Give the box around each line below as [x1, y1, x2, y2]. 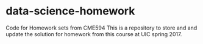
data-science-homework [5, 4, 135, 18]
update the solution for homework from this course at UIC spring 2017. [5, 30, 182, 37]
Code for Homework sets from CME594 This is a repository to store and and [5, 24, 198, 31]
